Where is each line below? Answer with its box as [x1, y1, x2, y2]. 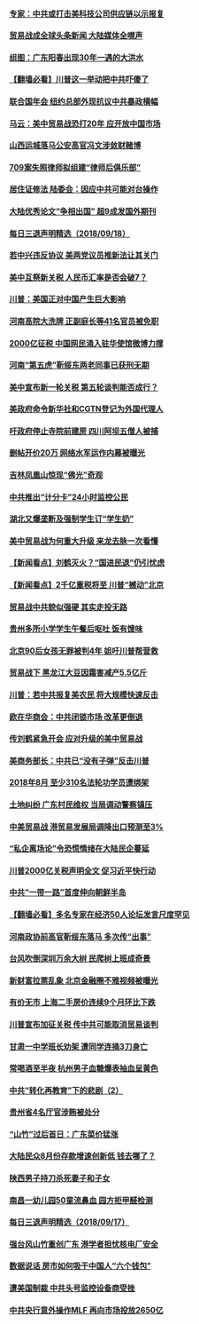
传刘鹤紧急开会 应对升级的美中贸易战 [9, 733, 143, 744]
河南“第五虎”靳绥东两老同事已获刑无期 [9, 360, 150, 370]
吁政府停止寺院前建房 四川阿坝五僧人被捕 [9, 425, 159, 436]
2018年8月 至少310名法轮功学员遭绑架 [9, 777, 149, 788]
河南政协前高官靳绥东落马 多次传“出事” [9, 931, 152, 941]
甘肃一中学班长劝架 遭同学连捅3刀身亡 [9, 1041, 149, 1051]
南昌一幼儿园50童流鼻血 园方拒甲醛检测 [9, 1194, 153, 1205]
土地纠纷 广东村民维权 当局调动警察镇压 [9, 799, 153, 810]
